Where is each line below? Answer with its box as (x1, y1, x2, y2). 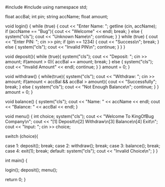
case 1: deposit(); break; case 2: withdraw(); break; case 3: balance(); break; (5, 143, 161, 149)
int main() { (5, 158, 28, 163)
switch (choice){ (5, 134, 38, 139)
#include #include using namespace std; (5, 4, 88, 10)
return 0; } (5, 177, 26, 182)
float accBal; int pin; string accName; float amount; (5, 14, 108, 19)
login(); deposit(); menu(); (5, 167, 58, 173)
